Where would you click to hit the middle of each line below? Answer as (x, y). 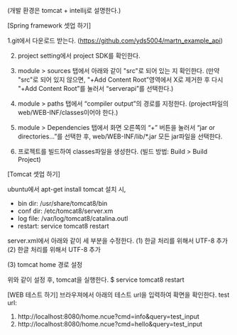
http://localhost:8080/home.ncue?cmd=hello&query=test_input (110, 324)
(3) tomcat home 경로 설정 (45, 264)
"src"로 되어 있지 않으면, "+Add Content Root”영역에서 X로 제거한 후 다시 (120, 79)
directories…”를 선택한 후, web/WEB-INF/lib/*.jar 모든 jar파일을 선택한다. (120, 136)
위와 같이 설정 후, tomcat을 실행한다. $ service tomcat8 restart (96, 280)
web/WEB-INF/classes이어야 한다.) (68, 112)
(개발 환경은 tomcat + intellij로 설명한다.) (64, 10)
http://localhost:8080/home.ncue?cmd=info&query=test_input (109, 317)
